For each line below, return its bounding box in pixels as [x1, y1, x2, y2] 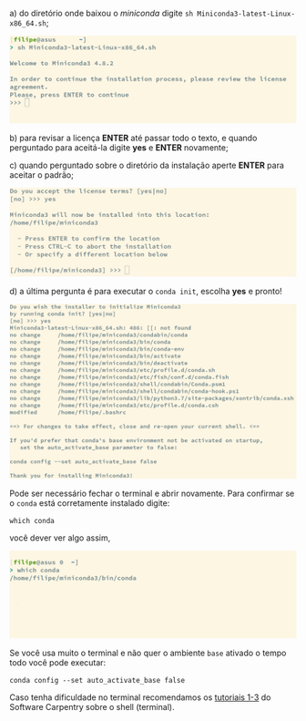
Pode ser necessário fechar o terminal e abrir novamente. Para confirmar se [9, 488, 295, 500]
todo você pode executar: [9, 657, 107, 668]
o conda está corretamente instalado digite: [9, 498, 170, 509]
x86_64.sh [9, 19, 47, 28]
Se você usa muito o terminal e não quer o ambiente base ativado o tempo [9, 647, 287, 659]
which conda [9, 517, 55, 526]
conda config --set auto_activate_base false [9, 676, 185, 685]
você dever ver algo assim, [9, 532, 111, 543]
